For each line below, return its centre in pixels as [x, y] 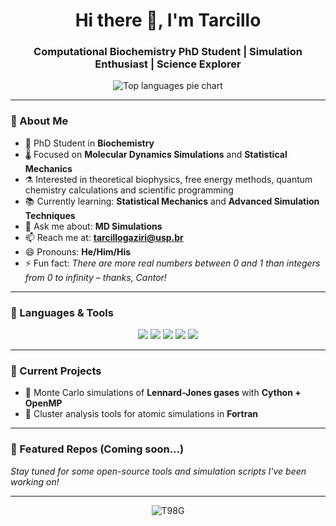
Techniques [50, 215]
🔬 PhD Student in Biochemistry [89, 143]
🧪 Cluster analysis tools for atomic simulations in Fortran [141, 414]
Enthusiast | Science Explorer [168, 64]
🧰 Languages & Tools [62, 312]
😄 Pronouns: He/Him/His [78, 251]
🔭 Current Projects [56, 371]
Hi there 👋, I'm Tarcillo [168, 20]
